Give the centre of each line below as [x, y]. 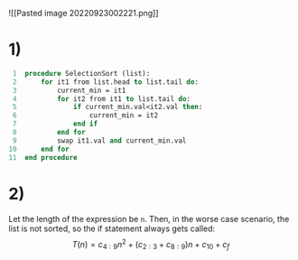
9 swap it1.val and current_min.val [99, 140]
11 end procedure [43, 157]
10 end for [39, 149]
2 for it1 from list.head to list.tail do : [106, 82]
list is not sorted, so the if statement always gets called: [112, 228]
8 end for [49, 133]
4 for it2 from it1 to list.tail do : [102, 98]
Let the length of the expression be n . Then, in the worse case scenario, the [149, 218]
